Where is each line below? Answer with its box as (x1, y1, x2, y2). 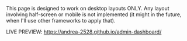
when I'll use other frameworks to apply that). (6, 17, 116, 24)
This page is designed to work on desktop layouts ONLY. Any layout (6, 5, 169, 12)
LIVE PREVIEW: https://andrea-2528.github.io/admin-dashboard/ (6, 28, 162, 35)
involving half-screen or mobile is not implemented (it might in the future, (6, 11, 182, 18)
